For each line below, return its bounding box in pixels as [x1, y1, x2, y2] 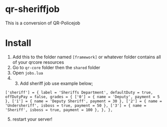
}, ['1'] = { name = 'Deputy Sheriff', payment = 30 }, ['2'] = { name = [5, 99, 162, 104]
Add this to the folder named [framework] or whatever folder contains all [12, 54, 161, 60]
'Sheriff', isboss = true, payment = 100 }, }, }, [5, 107, 113, 113]
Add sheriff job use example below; [19, 80, 93, 86]
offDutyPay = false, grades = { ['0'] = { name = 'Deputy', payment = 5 [5, 94, 160, 99]
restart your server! [12, 116, 52, 122]
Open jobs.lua [12, 70, 43, 76]
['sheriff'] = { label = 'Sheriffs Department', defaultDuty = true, [5, 90, 153, 95]
